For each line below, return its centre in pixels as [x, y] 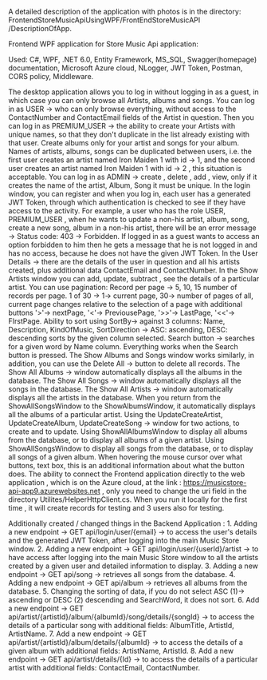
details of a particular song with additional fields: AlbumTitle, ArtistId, [122, 625]
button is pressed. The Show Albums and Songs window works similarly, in [132, 355]
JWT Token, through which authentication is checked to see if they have [127, 202]
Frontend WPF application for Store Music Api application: [104, 44]
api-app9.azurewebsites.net [55, 491]
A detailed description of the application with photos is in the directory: [125, 12]
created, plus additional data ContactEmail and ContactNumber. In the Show [133, 270]
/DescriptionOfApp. [40, 28]
